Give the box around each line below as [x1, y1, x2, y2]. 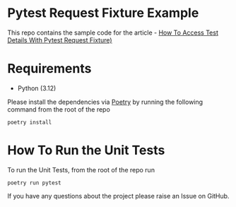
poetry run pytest [7, 179, 61, 187]
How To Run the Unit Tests [7, 143, 165, 158]
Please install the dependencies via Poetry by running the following [7, 97, 203, 106]
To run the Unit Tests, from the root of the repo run [7, 165, 155, 174]
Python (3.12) [17, 83, 57, 93]
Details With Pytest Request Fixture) [7, 35, 112, 44]
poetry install [7, 119, 52, 126]
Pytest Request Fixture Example [7, 5, 199, 21]
